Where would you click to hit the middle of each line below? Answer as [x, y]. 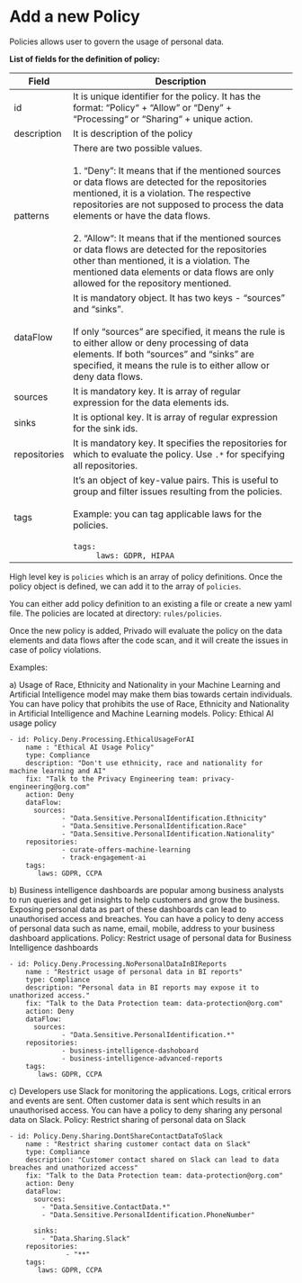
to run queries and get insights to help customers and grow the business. [145, 899]
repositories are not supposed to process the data [178, 204]
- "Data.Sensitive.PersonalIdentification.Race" [154, 826]
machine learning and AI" [58, 771]
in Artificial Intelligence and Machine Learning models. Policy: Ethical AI [142, 713]
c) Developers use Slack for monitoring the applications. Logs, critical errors [151, 1090]
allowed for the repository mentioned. [152, 283]
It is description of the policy [133, 133]
